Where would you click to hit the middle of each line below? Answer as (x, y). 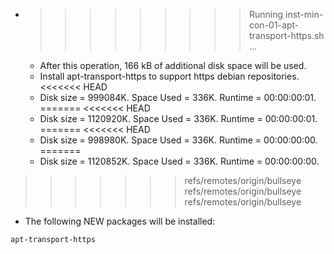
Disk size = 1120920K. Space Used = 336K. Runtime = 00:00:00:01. (178, 118)
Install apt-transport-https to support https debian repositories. (169, 76)
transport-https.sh (286, 35)
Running (266, 14)
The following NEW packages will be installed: (120, 221)
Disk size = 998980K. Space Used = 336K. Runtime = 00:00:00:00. (178, 140)
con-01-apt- (274, 25)
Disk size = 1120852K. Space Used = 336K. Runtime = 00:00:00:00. (179, 161)
